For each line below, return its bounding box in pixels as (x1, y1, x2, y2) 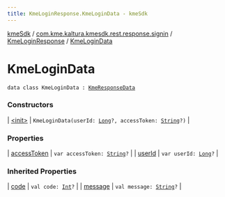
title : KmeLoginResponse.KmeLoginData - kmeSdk (7, 10, 148, 17)
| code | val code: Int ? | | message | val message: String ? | (7, 182, 182, 191)
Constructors (7, 100, 54, 110)
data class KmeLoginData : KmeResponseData (7, 84, 136, 91)
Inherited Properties (7, 166, 77, 176)
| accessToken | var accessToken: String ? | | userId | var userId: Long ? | (7, 149, 219, 157)
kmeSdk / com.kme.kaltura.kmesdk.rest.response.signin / (7, 29, 173, 38)
